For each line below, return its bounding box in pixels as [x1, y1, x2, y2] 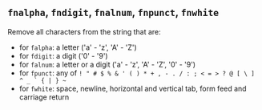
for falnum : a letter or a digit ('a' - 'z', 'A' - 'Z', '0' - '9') [18, 59, 196, 69]
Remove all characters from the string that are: [7, 26, 161, 36]
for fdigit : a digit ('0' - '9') [18, 51, 109, 60]
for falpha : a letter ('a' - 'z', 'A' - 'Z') [18, 43, 137, 52]
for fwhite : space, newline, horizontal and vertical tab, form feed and [18, 84, 247, 93]
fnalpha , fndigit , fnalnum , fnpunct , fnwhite [7, 6, 220, 19]
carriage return [18, 92, 70, 102]
